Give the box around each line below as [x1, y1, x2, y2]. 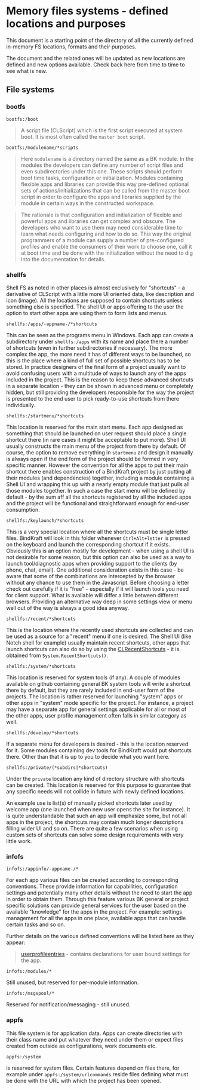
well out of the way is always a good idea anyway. [6, 604, 130, 611]
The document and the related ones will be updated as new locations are [6, 54, 186, 62]
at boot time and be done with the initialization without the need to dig [20, 249, 193, 257]
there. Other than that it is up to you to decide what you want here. [6, 753, 170, 760]
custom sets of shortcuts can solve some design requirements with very [6, 831, 184, 838]
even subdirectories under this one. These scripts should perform [20, 167, 183, 175]
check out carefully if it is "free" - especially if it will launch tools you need [6, 585, 189, 593]
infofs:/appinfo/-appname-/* [6, 866, 79, 872]
